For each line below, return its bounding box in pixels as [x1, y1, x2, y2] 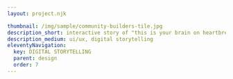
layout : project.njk [7, 10, 67, 17]
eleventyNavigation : [7, 42, 67, 49]
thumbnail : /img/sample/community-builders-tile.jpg [7, 22, 163, 30]
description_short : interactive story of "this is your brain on [7, 29, 200, 36]
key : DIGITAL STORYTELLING [13, 49, 92, 55]
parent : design [13, 55, 58, 62]
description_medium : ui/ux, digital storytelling [7, 35, 154, 42]
